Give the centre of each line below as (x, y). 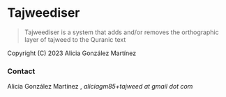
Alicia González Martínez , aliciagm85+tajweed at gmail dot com (100, 87)
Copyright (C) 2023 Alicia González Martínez (72, 53)
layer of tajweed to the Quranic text (75, 39)
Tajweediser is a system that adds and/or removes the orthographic (121, 32)
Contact (21, 71)
